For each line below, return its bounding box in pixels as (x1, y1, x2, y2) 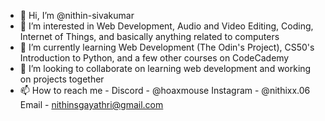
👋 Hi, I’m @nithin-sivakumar (19, 10, 135, 21)
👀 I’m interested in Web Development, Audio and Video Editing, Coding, (19, 20, 314, 32)
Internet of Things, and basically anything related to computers (19, 31, 280, 42)
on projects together (19, 73, 105, 85)
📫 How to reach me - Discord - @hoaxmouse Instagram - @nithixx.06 (19, 85, 311, 96)
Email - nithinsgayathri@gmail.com (19, 99, 164, 110)
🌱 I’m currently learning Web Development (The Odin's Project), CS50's (19, 41, 315, 53)
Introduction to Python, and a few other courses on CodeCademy (19, 52, 290, 64)
